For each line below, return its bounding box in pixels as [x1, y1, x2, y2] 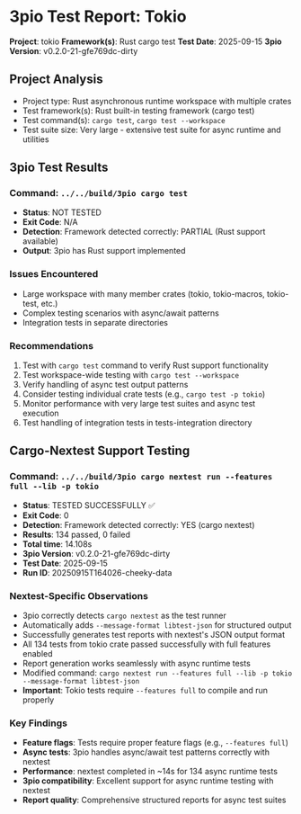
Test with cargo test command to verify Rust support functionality [22, 360, 270, 371]
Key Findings [9, 717, 67, 729]
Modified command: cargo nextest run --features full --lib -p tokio [22, 667, 293, 678]
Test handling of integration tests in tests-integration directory [22, 417, 252, 428]
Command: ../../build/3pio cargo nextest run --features [9, 470, 273, 483]
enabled [22, 649, 53, 659]
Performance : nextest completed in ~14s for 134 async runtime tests [22, 766, 279, 777]
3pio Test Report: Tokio [9, 6, 187, 27]
